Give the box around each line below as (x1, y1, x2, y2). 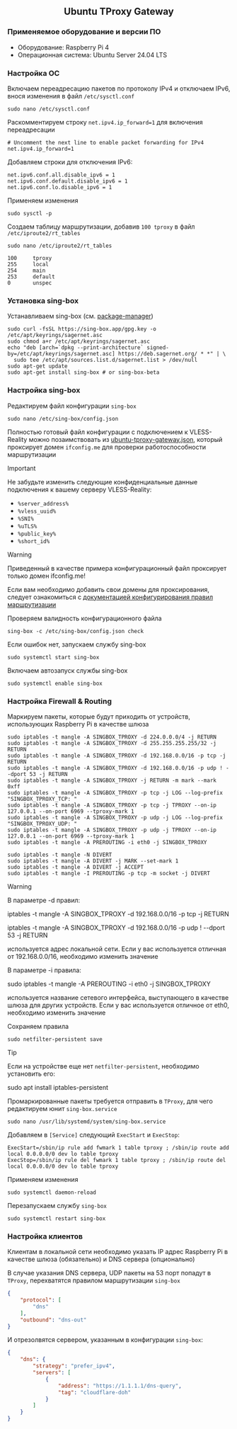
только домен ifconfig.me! (7, 571, 86, 580)
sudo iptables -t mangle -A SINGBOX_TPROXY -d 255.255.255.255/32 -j (7, 739, 217, 746)
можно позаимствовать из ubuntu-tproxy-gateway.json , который (28, 435, 223, 443)
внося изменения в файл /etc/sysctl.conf (7, 91, 135, 100)
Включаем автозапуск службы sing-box (7, 666, 128, 675)
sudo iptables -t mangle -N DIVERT (7, 851, 112, 858)
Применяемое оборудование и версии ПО (7, 27, 161, 37)
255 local (7, 261, 50, 268)
